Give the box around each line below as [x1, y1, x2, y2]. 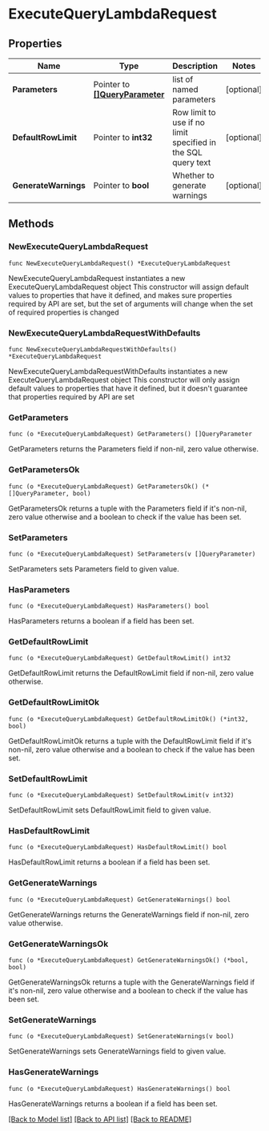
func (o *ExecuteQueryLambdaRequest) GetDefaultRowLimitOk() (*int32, [8, 715, 249, 723]
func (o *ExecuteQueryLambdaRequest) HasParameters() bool [8, 602, 210, 611]
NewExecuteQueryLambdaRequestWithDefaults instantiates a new [8, 366, 228, 376]
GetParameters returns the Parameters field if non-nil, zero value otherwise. [8, 444, 259, 454]
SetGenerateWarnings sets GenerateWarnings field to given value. [8, 1046, 227, 1057]
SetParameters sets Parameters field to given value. [8, 563, 180, 573]
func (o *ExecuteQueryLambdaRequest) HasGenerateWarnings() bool [8, 1085, 231, 1093]
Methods [8, 217, 54, 231]
